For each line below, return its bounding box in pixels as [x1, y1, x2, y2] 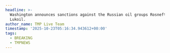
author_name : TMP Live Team [5, 21, 65, 27]
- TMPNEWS [10, 40, 30, 45]
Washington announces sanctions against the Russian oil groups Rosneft [10, 12, 166, 17]
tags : [5, 31, 17, 36]
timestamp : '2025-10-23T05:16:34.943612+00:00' [5, 26, 108, 31]
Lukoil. [10, 17, 26, 22]
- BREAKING [10, 36, 33, 41]
